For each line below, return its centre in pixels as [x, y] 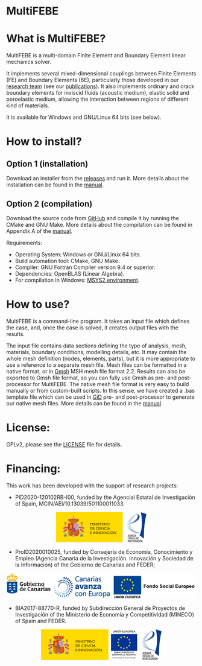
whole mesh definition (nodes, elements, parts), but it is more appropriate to [101, 358]
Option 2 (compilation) [49, 204]
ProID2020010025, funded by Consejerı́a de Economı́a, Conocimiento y [104, 552]
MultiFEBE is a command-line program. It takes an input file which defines [98, 321]
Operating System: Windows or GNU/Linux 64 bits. [78, 254]
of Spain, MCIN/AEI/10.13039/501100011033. [70, 503]
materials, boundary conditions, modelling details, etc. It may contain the [96, 352]
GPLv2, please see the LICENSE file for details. [64, 444]
